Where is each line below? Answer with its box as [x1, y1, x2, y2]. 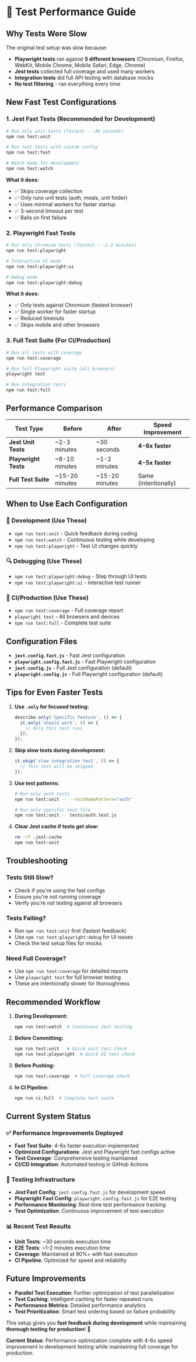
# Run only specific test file [14, 807, 91, 813]
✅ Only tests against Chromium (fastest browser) [14, 302, 133, 309]
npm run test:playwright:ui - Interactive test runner [14, 579, 141, 586]
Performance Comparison [6, 404, 103, 414]
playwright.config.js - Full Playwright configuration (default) [14, 670, 163, 677]
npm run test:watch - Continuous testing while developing [14, 536, 155, 543]
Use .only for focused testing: [14, 703, 89, 710]
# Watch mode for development [6, 161, 80, 166]
